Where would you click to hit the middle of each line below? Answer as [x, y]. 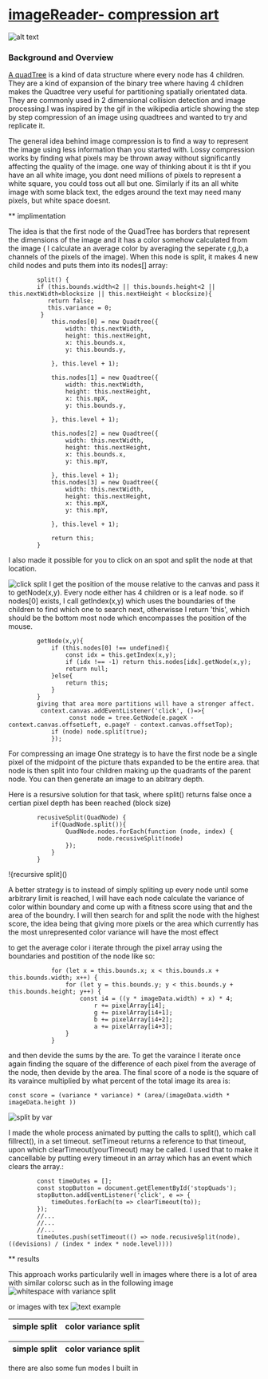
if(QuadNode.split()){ [89, 825]
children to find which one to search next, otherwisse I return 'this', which [129, 610]
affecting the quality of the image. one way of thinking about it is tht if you [130, 167]
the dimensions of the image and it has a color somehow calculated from [128, 240]
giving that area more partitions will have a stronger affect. [146, 704]
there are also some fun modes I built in [73, 1368]
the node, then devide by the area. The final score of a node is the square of [134, 1073]
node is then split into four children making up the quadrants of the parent [130, 771]
